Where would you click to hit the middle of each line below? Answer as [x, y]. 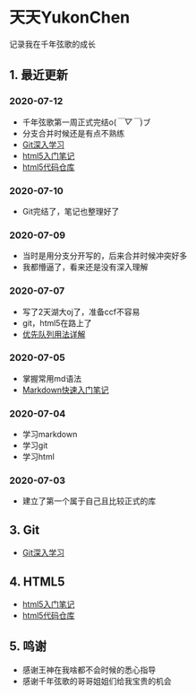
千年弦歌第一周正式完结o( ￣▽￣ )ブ [86, 122]
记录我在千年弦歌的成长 [52, 44]
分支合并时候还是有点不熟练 [73, 133]
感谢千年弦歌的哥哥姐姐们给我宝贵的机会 [97, 681]
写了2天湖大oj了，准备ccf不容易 [81, 312]
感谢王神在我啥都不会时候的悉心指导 [89, 670]
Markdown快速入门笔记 [65, 390]
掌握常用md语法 [52, 378]
